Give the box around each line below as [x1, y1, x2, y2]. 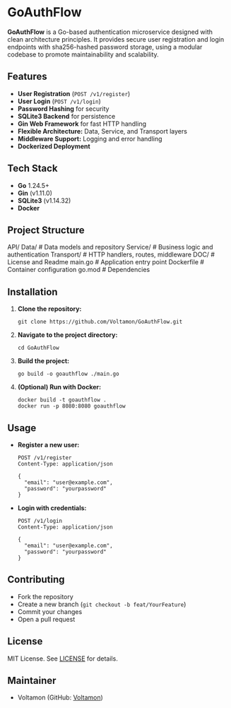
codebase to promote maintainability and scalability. [7, 50, 159, 59]
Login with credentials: [17, 504, 87, 512]
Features [7, 71, 47, 83]
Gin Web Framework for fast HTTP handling [17, 119, 147, 128]
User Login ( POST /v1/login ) [17, 97, 101, 105]
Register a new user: [17, 441, 80, 449]
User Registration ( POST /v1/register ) [17, 89, 131, 98]
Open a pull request [17, 615, 76, 623]
